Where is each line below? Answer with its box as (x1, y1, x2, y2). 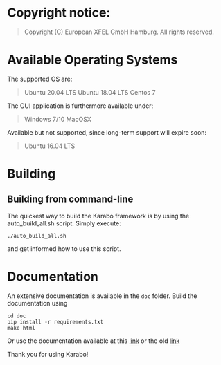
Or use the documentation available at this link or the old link (7, 337, 180, 345)
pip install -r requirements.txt (7, 318, 104, 326)
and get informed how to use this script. (7, 244, 121, 253)
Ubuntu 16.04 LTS (24, 142, 76, 150)
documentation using (7, 299, 68, 307)
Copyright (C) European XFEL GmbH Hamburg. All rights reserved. (24, 28, 215, 36)
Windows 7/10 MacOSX (24, 115, 91, 123)
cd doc (7, 312, 26, 319)
